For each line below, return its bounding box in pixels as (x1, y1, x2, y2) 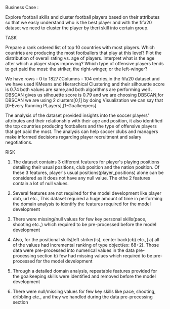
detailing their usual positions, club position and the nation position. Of (12, 164, 160, 170)
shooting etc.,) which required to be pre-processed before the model (12, 222, 157, 227)
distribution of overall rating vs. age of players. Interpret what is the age (5, 55, 155, 61)
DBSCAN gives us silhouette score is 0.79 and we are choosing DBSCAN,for (5, 92, 164, 98)
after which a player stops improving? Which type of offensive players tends (5, 61, 164, 66)
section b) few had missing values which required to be (37, 253, 153, 258)
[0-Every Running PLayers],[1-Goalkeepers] (5, 103, 97, 108)
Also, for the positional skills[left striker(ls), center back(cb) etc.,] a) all (12, 237, 159, 242)
